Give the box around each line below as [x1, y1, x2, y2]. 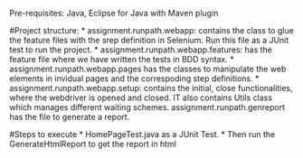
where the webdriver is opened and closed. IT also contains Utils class [9, 92, 273, 103]
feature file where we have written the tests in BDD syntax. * [9, 54, 234, 64]
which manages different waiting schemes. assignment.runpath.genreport [9, 102, 286, 112]
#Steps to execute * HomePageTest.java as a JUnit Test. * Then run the [9, 129, 276, 139]
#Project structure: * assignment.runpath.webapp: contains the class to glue [9, 25, 294, 35]
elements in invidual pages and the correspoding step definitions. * [9, 73, 260, 84]
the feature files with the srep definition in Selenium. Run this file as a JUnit [9, 35, 289, 45]
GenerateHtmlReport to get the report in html [9, 139, 176, 149]
